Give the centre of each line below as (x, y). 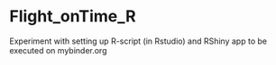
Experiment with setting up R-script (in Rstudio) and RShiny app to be (138, 41)
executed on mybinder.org (58, 50)
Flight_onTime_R (73, 16)
